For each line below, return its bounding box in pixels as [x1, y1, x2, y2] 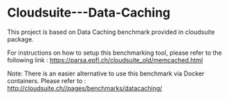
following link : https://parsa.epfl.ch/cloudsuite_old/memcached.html [7, 55, 203, 64]
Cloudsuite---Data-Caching [7, 5, 171, 21]
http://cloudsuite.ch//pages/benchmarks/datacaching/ [7, 84, 163, 92]
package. [7, 35, 34, 43]
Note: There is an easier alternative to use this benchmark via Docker [7, 69, 205, 78]
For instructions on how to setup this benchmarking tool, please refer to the [7, 48, 223, 57]
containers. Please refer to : [7, 76, 86, 84]
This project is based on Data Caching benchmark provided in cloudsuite [7, 28, 215, 36]
